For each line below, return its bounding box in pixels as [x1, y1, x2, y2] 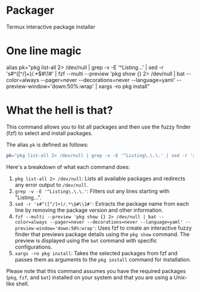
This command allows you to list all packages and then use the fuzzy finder [6, 123, 191, 130]
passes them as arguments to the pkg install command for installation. [14, 256, 192, 263]
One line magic [6, 44, 82, 58]
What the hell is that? [6, 103, 113, 117]
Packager [6, 4, 55, 17]
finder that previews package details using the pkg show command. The [14, 230, 190, 238]
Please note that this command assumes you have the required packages [6, 267, 186, 274]
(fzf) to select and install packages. [6, 129, 93, 137]
